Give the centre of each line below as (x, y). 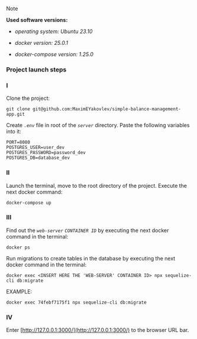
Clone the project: (28, 98)
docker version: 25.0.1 (41, 43)
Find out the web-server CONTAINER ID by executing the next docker (88, 230)
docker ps (18, 247)
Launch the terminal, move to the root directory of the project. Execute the (97, 185)
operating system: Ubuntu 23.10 (54, 31)
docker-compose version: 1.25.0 (54, 54)
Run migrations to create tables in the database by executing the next (91, 258)
